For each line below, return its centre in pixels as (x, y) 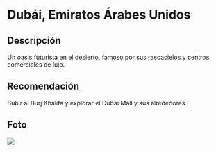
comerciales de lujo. (36, 65)
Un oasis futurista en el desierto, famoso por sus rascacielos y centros (108, 57)
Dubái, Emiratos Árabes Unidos (99, 15)
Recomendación (43, 86)
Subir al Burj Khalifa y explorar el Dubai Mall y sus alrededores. (97, 103)
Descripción (34, 41)
